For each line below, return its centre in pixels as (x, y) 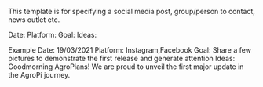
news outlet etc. (34, 20)
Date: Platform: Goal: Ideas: (52, 35)
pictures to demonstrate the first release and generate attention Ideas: (122, 58)
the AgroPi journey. (39, 75)
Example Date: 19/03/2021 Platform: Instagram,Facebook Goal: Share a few (130, 50)
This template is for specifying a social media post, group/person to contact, (131, 11)
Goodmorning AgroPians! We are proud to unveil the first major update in (126, 67)
